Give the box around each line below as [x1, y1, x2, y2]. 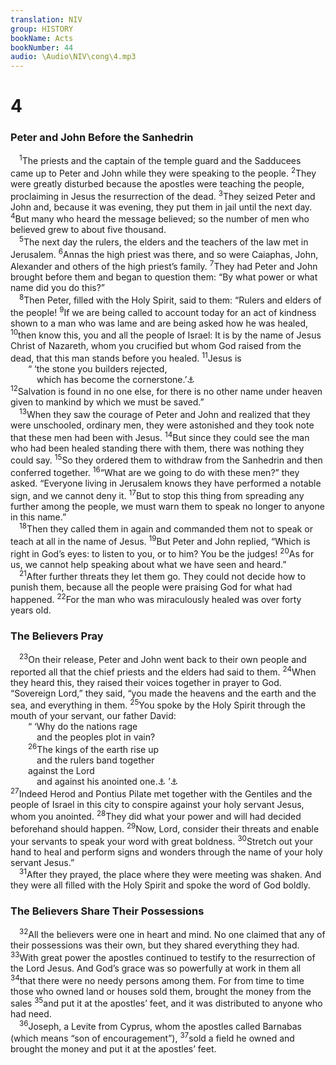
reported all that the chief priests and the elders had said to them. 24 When [10, 664, 317, 678]
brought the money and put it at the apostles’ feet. [10, 1043, 217, 1055]
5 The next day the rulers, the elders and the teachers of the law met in [19, 234, 309, 248]
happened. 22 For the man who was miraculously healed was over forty [10, 592, 302, 606]
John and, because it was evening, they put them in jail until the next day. [10, 201, 313, 213]
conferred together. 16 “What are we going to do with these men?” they [10, 465, 300, 479]
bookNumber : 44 [10, 42, 74, 53]
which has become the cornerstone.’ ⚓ [36, 373, 195, 385]
